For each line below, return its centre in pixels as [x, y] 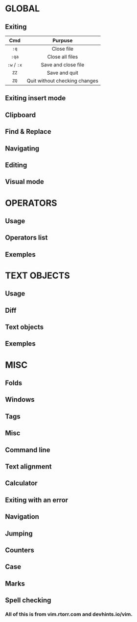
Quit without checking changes [63, 81]
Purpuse [62, 41]
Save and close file [63, 65]
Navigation [22, 517]
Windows [20, 400]
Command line [28, 450]
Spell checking [28, 600]
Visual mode [24, 182]
